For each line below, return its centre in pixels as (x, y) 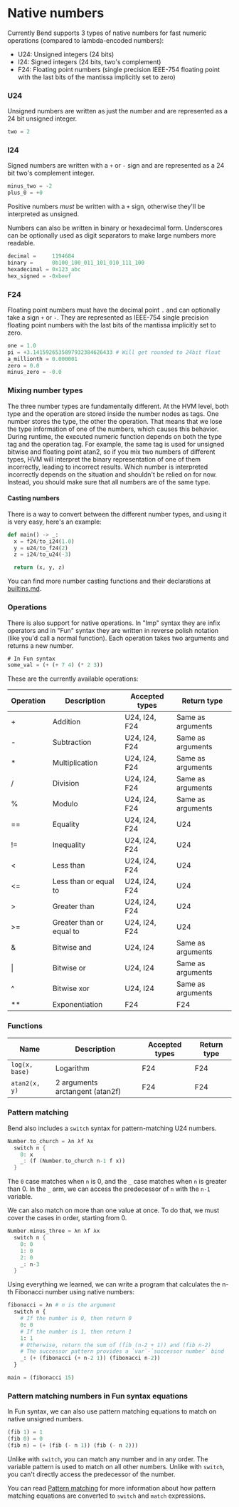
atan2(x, (26, 1083)
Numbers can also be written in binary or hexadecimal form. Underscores (115, 228)
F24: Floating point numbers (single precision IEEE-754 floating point (119, 69)
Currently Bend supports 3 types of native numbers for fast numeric (107, 33)
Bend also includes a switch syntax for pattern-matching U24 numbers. (112, 1128)
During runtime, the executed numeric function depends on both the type (115, 436)
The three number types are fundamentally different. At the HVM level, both (118, 406)
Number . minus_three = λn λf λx (54, 1231)
